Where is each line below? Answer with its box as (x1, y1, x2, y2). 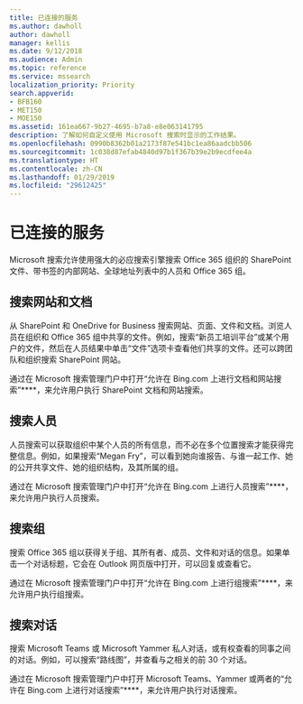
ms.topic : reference (9, 64, 87, 73)
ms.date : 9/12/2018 (9, 47, 83, 56)
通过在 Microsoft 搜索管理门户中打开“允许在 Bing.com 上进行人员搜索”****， (9, 480, 293, 492)
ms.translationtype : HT (9, 155, 99, 165)
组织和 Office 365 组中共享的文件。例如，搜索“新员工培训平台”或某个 (24, 331, 281, 342)
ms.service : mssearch (9, 72, 91, 81)
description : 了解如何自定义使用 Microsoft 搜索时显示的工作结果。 (9, 131, 241, 140)
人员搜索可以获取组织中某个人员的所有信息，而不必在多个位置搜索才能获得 (9, 439, 286, 449)
